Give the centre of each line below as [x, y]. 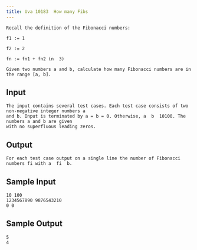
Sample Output [35, 224]
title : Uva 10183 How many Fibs [47, 12]
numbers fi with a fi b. [39, 164]
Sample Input [31, 182]
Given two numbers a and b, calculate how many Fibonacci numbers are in [99, 69]
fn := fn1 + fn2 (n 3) [35, 59]
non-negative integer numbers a [46, 111]
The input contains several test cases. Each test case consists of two [97, 106]
